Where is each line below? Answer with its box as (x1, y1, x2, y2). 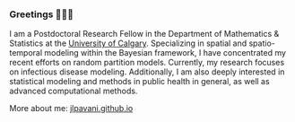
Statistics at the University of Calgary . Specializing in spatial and (9, 38, 247, 48)
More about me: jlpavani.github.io (9, 103, 134, 114)
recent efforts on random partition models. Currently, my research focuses (9, 57, 285, 68)
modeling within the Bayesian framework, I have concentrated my (44, 48, 287, 58)
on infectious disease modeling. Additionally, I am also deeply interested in (9, 66, 285, 77)
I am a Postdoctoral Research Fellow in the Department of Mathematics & (9, 29, 280, 39)
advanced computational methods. (9, 85, 138, 97)
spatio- (248, 38, 275, 48)
